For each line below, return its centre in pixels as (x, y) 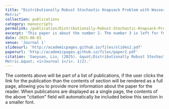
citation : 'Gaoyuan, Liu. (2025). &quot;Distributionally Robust (75, 57)
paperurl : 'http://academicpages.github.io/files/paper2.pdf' (72, 52)
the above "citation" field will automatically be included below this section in (84, 97)
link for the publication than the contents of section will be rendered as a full (84, 81)
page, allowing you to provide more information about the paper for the (79, 86)
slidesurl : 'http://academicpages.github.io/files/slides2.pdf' (74, 47)
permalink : (17, 29)
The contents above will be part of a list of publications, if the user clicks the (84, 75)
